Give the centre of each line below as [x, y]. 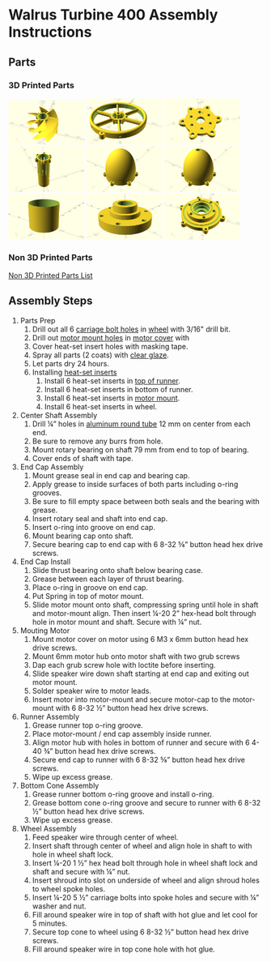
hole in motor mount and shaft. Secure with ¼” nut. [117, 622]
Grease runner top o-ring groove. [87, 725]
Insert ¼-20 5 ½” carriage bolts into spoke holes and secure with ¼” [146, 897]
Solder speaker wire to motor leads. [92, 691]
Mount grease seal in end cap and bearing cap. [111, 475]
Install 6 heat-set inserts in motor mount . [112, 398]
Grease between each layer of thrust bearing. [108, 579]
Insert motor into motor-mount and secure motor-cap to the [131, 699]
